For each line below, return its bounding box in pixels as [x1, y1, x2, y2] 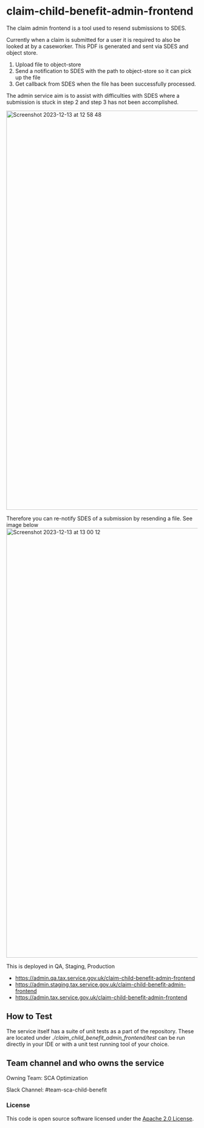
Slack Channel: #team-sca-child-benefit [6, 1086, 107, 1093]
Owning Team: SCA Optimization [6, 1074, 88, 1081]
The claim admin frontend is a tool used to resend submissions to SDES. [6, 24, 186, 32]
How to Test [6, 1011, 53, 1022]
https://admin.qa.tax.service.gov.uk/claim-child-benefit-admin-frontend [15, 974, 195, 982]
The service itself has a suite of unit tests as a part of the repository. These [6, 1027, 194, 1034]
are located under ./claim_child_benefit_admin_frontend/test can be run [6, 1034, 185, 1041]
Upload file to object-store [15, 61, 81, 68]
